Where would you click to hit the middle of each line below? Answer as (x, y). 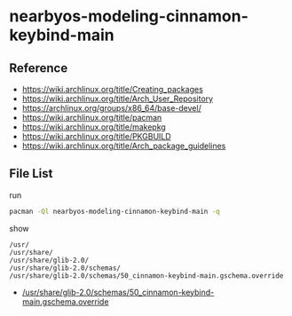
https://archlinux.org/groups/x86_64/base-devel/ (111, 108)
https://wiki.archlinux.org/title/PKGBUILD (96, 136)
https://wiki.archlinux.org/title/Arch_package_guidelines (124, 146)
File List (31, 174)
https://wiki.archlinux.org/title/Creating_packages (113, 89)
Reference (39, 68)
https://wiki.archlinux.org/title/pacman (92, 118)
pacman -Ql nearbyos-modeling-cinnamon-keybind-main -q (114, 211)
